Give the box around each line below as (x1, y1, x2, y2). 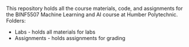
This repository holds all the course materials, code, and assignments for (6, 5, 183, 12)
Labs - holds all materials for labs (14, 28, 96, 35)
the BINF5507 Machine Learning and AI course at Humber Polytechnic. (6, 11, 178, 18)
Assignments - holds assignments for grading (14, 35, 125, 41)
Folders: (6, 17, 26, 24)
